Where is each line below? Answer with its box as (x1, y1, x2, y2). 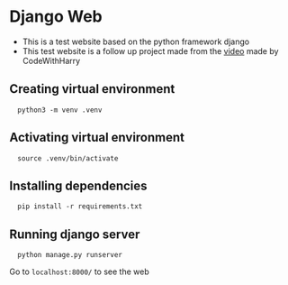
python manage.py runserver (17, 251, 123, 260)
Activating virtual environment (9, 130, 185, 145)
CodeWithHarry (22, 55, 81, 66)
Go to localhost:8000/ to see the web (9, 266, 150, 277)
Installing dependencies (9, 178, 148, 193)
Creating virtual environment (9, 81, 175, 97)
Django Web (9, 6, 103, 27)
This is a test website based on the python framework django (22, 36, 250, 47)
